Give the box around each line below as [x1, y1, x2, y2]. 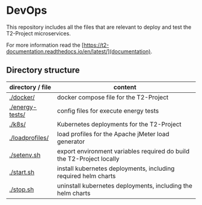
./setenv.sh [9, 150, 41, 159]
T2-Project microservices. [6, 29, 71, 37]
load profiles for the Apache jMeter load [57, 129, 170, 138]
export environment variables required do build [57, 147, 190, 155]
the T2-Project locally [57, 154, 120, 162]
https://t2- [83, 41, 109, 49]
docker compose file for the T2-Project [57, 93, 169, 101]
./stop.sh [9, 185, 34, 194]
